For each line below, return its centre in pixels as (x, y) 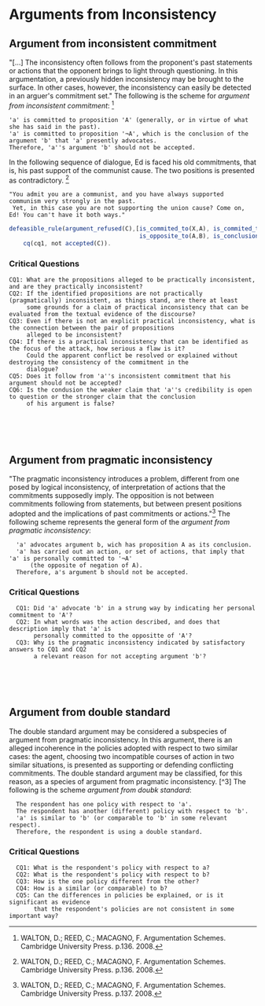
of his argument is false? (70, 404)
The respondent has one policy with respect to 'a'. (104, 804)
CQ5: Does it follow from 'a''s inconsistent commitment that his (120, 376)
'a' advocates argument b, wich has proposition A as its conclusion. (134, 544)
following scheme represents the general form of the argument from (120, 521)
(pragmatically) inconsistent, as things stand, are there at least (123, 300)
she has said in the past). (55, 127)
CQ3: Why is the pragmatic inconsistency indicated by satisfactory (131, 643)
